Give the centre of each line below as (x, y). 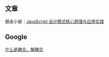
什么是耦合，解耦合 (24, 49)
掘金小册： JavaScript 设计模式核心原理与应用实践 (54, 21)
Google (16, 37)
